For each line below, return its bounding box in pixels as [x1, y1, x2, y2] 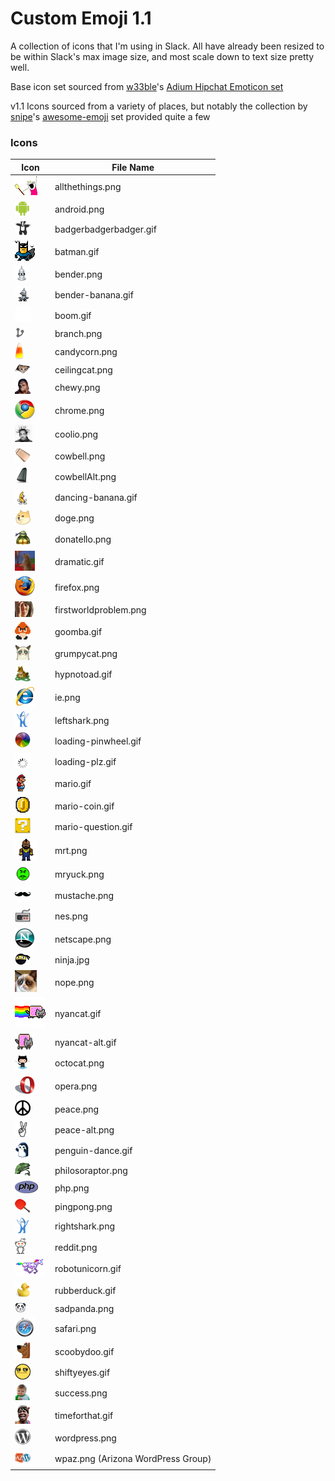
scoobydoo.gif [54, 1345, 115, 1357]
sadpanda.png [54, 1302, 115, 1314]
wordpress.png [54, 1432, 117, 1444]
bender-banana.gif [54, 288, 134, 301]
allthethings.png [54, 180, 122, 192]
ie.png [54, 691, 81, 703]
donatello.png [54, 533, 112, 545]
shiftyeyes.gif [54, 1367, 111, 1379]
